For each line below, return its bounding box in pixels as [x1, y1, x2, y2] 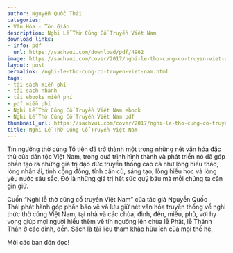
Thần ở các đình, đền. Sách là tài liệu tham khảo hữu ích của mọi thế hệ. [7, 225, 214, 233]
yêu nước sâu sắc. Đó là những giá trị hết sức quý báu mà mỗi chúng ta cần [7, 175, 223, 183]
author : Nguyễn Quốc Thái [7, 10, 82, 17]
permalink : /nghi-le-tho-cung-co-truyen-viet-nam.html [7, 68, 169, 75]
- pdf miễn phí [7, 101, 51, 107]
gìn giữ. [7, 182, 29, 191]
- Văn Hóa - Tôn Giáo [7, 23, 70, 30]
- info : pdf [7, 42, 42, 49]
